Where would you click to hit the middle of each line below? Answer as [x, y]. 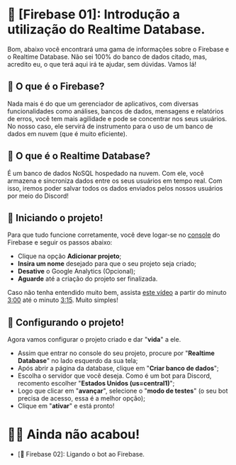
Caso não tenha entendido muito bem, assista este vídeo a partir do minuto [117, 293]
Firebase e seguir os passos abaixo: [60, 242]
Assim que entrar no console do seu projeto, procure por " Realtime [116, 353]
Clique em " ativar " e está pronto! [66, 406]
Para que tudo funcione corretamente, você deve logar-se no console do [114, 235]
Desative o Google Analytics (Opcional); [77, 271]
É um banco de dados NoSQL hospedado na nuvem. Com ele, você [106, 173]
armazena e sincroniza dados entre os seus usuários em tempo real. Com [115, 181]
